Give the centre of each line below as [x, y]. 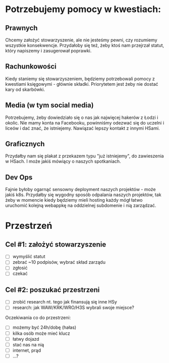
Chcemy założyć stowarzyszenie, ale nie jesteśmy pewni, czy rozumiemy [81, 40]
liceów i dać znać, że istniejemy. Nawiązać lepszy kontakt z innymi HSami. [82, 128]
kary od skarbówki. [25, 89]
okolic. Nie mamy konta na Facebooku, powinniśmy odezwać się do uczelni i [85, 123]
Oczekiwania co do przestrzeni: [38, 318]
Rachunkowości [31, 67]
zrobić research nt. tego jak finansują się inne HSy [65, 302]
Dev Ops [19, 177]
